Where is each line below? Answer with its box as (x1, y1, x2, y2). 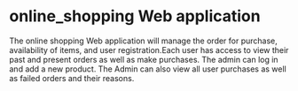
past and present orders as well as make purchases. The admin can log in (9, 54, 278, 64)
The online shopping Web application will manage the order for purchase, (9, 35, 278, 46)
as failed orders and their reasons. (9, 72, 135, 83)
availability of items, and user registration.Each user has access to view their (9, 44, 289, 55)
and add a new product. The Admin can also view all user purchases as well (9, 64, 286, 74)
